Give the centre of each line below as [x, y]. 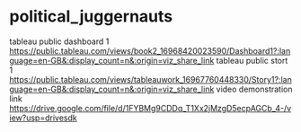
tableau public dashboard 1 [59, 41]
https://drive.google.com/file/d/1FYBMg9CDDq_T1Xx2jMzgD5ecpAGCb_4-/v [150, 108]
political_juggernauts [91, 17]
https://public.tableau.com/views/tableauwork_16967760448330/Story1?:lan [150, 79]
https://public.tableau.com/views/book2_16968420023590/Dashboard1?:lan [150, 50]
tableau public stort [252, 60]
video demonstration [255, 89]
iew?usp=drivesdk [44, 118]
